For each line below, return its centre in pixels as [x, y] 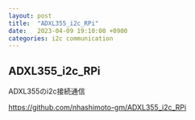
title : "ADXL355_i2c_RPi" [54, 23]
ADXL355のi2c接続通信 [47, 91]
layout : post [30, 16]
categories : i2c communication [61, 38]
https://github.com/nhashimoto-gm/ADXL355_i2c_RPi [97, 108]
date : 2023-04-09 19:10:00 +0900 [68, 31]
